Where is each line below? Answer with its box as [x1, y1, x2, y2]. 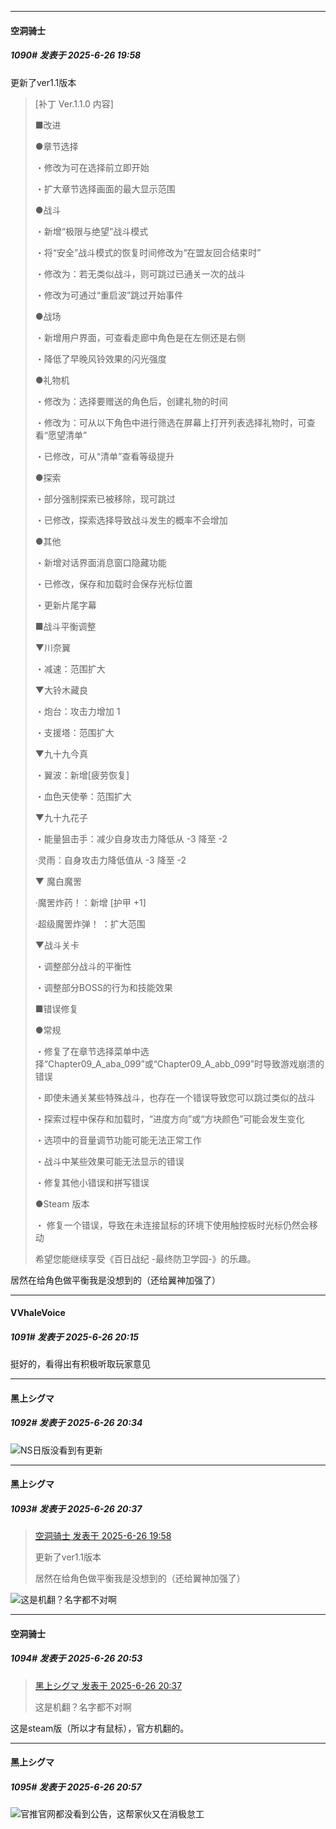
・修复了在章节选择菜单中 [34, 1045, 141, 1057]
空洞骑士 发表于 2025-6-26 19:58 [34, 1530, 172, 1542]
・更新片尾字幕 [34, 599, 97, 611]
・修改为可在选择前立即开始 [34, 161, 150, 173]
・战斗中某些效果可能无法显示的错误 [34, 1155, 185, 1167]
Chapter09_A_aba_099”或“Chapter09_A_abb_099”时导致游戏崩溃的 [47, 1057, 325, 1070]
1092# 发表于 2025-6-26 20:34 [10, 1417, 143, 1429]
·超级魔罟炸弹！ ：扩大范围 [34, 917, 146, 930]
